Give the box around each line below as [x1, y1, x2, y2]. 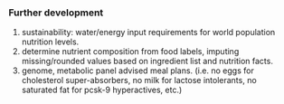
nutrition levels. [21, 36, 80, 47]
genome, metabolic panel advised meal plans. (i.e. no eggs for [21, 65, 254, 76]
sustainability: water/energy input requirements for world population [21, 27, 276, 38]
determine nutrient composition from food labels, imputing [21, 46, 240, 57]
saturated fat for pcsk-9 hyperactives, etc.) [21, 84, 183, 96]
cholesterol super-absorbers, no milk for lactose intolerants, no [21, 75, 257, 86]
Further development [8, 6, 104, 19]
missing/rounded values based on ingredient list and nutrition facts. [21, 56, 273, 67]
